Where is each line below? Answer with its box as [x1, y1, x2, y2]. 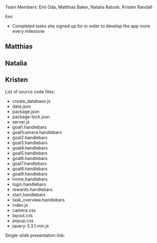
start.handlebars [12, 192, 45, 198]
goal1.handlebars [12, 124, 47, 130]
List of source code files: [5, 88, 55, 94]
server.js [12, 119, 30, 125]
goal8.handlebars [12, 166, 48, 172]
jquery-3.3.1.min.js [12, 222, 49, 229]
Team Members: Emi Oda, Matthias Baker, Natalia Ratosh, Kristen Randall [5, 4, 153, 10]
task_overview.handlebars [12, 197, 65, 202]
